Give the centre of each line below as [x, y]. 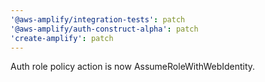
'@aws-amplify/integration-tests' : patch [98, 19]
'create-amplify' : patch [62, 38]
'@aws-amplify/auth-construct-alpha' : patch [104, 29]
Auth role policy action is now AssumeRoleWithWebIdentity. [133, 67]
